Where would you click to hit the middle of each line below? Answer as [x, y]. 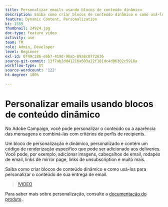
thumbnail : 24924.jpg [28, 28]
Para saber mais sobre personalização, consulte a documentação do [76, 193]
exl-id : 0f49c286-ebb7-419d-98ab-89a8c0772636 [54, 56]
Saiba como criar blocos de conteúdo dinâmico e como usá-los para [76, 169]
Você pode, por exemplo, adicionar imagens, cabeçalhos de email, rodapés [83, 154]
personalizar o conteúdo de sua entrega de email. [56, 174]
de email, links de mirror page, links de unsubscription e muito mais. [75, 159]
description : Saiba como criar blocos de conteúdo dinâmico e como [77, 14]
